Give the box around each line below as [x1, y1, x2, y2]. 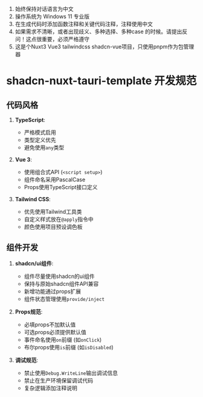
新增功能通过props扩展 [24, 288, 82, 295]
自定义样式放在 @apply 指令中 [24, 216, 94, 222]
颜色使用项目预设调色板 [24, 223, 83, 230]
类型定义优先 [24, 137, 56, 143]
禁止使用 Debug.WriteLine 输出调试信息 [24, 369, 118, 376]
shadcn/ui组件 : [14, 259, 54, 267]
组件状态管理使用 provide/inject [24, 295, 105, 302]
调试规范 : [14, 356, 38, 364]
